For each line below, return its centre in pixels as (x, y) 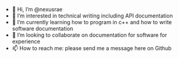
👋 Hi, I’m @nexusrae (37, 9)
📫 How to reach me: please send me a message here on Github (92, 48)
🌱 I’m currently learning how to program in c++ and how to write (92, 22)
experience (26, 41)
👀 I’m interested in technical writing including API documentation (93, 16)
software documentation (43, 28)
